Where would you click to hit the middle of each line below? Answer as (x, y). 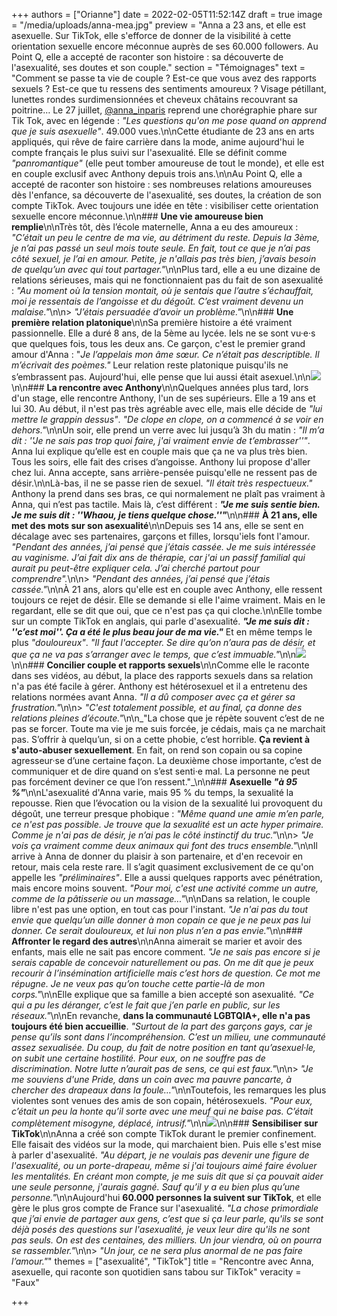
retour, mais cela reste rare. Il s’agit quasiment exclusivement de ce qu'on (162, 867)
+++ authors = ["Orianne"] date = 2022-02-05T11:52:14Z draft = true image (167, 14)
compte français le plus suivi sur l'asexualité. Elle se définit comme (149, 152)
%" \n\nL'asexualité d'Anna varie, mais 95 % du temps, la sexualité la (152, 792)
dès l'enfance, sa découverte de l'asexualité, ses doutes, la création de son (166, 195)
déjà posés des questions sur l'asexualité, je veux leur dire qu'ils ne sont (161, 1229)
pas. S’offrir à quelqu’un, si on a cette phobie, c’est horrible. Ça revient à (161, 739)
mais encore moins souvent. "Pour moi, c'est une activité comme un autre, (165, 888)
